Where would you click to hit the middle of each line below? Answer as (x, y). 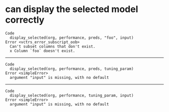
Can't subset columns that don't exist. (53, 46)
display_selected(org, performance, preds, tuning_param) (72, 69)
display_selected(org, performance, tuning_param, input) (72, 95)
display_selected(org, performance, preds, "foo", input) (72, 38)
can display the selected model (72, 9)
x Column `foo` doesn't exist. (43, 51)
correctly (25, 20)
